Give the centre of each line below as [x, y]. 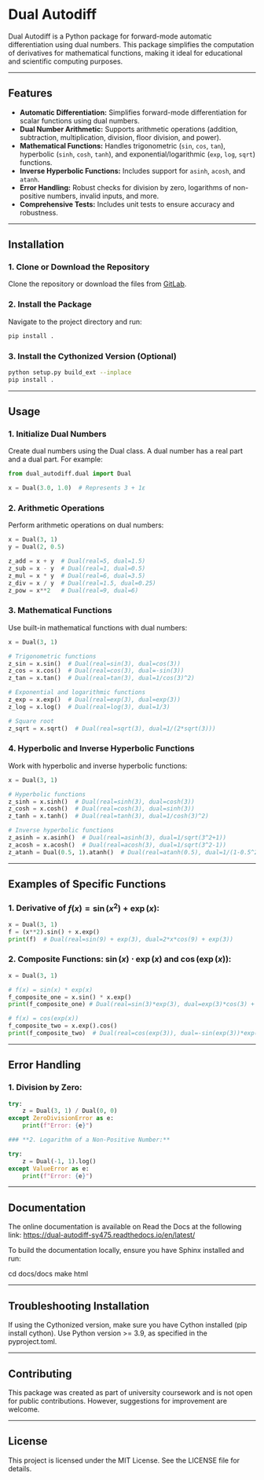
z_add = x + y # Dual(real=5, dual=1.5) [77, 561]
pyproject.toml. [33, 1342]
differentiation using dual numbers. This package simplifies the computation [131, 44]
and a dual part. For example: [56, 459]
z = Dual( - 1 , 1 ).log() [59, 1161]
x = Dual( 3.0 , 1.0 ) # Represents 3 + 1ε [77, 488]
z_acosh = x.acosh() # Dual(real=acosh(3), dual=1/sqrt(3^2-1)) [117, 845]
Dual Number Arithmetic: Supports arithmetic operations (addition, [128, 129]
